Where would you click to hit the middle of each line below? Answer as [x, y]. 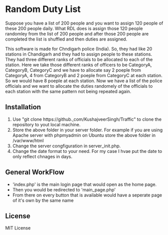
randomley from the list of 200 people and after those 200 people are [77, 34]
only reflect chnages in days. [42, 156]
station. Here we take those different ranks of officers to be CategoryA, [78, 65]
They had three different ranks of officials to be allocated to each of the [79, 59]
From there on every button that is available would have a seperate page [87, 195]
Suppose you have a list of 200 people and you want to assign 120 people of [84, 23]
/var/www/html [28, 140]
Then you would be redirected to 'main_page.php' [64, 189]
